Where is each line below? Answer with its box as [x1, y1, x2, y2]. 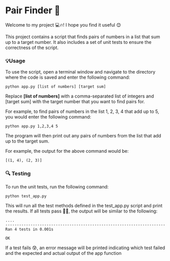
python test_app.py [5, 194, 47, 199]
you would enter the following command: [5, 114, 91, 120]
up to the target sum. [5, 138, 50, 145]
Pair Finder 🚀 [5, 5, 60, 16]
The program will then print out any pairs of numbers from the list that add [5, 133, 162, 139]
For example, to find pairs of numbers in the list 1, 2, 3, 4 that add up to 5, [5, 108, 159, 114]
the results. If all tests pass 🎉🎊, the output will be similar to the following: [5, 208, 158, 214]
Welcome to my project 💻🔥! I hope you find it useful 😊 [5, 21, 122, 28]
